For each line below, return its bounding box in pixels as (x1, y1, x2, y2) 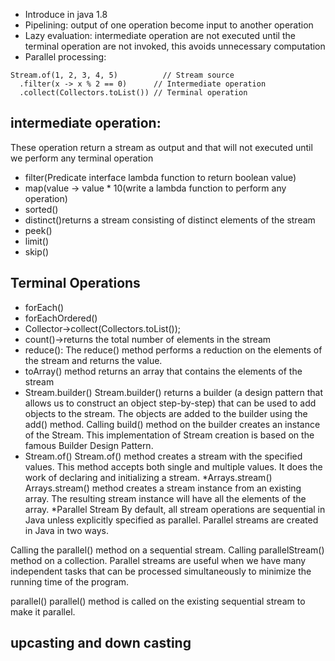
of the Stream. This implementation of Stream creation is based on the (24, 429, 315, 441)
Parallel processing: (24, 51, 107, 63)
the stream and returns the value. (24, 354, 163, 366)
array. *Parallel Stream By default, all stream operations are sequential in (24, 503, 326, 515)
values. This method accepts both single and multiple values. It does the (24, 460, 323, 473)
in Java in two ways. (24, 524, 109, 536)
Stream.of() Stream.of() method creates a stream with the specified (24, 450, 303, 462)
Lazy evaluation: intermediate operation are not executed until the (24, 30, 296, 41)
